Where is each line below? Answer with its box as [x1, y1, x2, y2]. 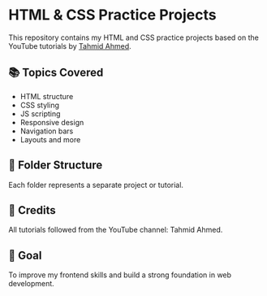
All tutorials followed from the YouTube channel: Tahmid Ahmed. [8, 225, 223, 235]
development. [8, 279, 54, 289]
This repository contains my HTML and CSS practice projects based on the [8, 33, 260, 42]
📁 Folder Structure [8, 159, 103, 172]
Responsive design [19, 117, 84, 127]
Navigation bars [19, 126, 74, 136]
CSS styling [19, 100, 59, 110]
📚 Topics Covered [8, 66, 104, 80]
